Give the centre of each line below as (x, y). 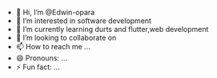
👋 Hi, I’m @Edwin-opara (55, 12)
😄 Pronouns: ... (42, 58)
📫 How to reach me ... (53, 47)
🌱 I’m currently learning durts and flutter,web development (112, 29)
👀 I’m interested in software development (84, 21)
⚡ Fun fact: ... (38, 67)
